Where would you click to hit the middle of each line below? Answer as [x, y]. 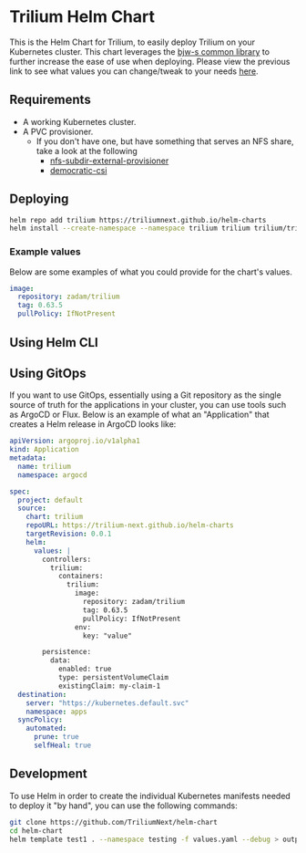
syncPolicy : [41, 720]
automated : [46, 728]
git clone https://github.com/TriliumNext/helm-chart [114, 822]
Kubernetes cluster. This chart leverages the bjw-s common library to [140, 51]
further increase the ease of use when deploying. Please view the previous [150, 61]
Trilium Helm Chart [82, 17]
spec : [20, 491]
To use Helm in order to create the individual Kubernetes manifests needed [150, 796]
